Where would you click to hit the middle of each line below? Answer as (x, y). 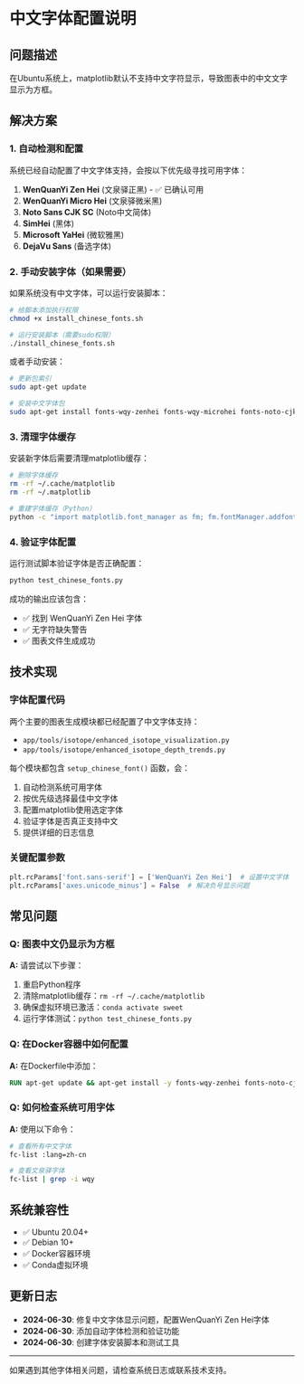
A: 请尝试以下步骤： (47, 965)
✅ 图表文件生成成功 (59, 640)
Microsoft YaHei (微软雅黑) (73, 234)
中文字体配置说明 (73, 19)
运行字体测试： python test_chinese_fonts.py (107, 1019)
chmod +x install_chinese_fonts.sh (76, 318)
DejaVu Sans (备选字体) (66, 246)
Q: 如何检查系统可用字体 (62, 1107)
